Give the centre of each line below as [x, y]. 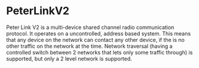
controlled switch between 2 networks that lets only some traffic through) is [99, 52]
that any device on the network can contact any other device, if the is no [96, 40]
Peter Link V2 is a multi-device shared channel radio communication [90, 27]
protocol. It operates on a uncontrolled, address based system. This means [99, 33]
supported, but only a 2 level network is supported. [69, 59]
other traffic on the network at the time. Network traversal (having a [89, 46]
